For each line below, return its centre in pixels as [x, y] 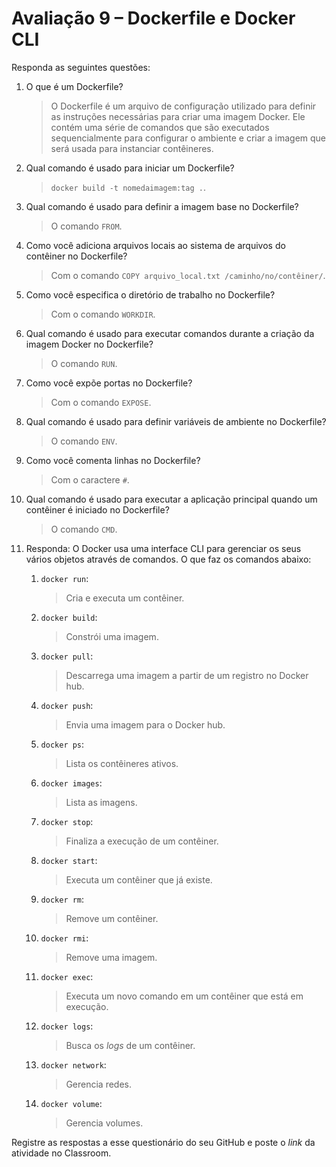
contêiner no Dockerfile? [76, 256]
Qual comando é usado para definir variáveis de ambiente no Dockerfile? [176, 421]
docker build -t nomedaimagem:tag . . [128, 187]
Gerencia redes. [99, 1084]
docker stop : [67, 821]
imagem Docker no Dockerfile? [89, 344]
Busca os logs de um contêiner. [130, 1045]
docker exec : [67, 976]
